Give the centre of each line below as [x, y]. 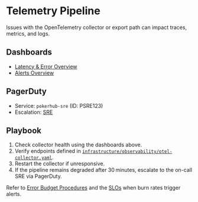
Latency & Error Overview [46, 66]
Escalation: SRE [34, 112]
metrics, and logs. [28, 33]
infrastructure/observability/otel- [127, 152]
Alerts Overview [34, 73]
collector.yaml [33, 158]
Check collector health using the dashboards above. [78, 145]
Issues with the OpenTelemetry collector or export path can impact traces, [97, 27]
